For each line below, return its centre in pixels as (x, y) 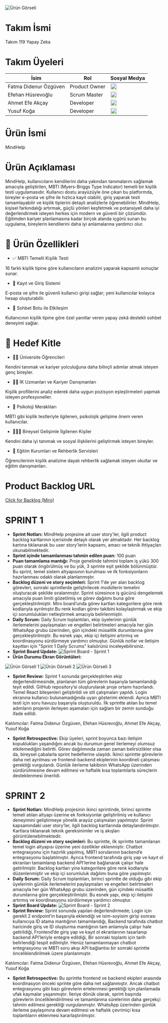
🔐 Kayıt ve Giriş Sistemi (36, 283)
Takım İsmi (28, 28)
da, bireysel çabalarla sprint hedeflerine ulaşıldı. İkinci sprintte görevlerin (88, 754)
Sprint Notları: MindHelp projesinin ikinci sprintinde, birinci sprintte (82, 809)
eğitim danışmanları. (26, 466)
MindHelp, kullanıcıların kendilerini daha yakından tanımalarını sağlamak (79, 181)
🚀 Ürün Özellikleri (42, 244)
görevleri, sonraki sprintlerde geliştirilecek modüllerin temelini (76, 587)
